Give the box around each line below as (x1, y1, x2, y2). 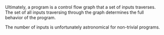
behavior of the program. (5, 15, 56, 20)
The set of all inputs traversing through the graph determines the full (5, 9, 144, 15)
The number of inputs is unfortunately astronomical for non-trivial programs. (5, 24, 160, 30)
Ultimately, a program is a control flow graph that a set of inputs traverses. (5, 4, 156, 10)
